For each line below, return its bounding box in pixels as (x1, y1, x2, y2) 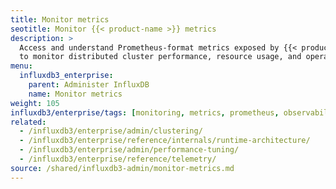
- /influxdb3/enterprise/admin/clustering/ (19, 126, 203, 136)
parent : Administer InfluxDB (28, 80, 150, 90)
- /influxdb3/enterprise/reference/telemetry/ (19, 154, 217, 164)
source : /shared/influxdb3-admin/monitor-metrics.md (10, 163, 235, 173)
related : (10, 117, 47, 127)
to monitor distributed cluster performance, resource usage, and (19, 52, 302, 62)
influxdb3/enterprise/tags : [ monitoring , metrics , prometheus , (10, 107, 280, 118)
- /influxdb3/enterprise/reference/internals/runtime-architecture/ (19, 136, 311, 146)
